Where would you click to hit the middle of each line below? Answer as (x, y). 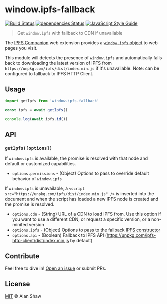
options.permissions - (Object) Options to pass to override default (81, 173)
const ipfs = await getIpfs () (37, 110)
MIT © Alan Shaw (23, 296)
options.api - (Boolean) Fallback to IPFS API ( (60, 235)
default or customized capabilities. (41, 164)
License (18, 284)
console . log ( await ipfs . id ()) (37, 119)
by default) (81, 241)
